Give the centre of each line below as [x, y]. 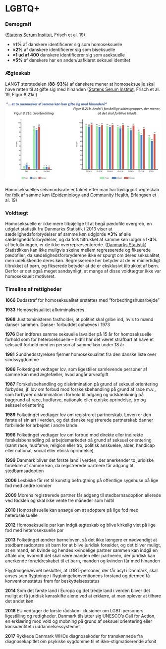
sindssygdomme [22, 359]
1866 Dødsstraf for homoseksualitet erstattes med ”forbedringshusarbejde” [83, 300]
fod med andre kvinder [28, 486]
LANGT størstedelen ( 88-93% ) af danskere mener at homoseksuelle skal [80, 84]
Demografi [18, 24]
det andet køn [19, 601]
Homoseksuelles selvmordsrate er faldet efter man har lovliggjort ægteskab [82, 190]
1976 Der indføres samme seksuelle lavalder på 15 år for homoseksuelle [79, 334]
